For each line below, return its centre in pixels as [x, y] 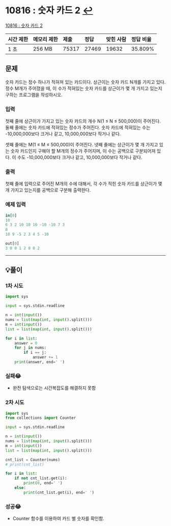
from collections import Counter [41, 418]
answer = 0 [26, 343]
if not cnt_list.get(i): [41, 478]
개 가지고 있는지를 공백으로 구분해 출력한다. [48, 190]
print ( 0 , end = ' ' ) [43, 483]
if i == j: [35, 353]
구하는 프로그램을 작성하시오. [34, 95]
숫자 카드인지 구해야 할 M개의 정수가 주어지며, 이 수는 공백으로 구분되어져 [83, 151]
